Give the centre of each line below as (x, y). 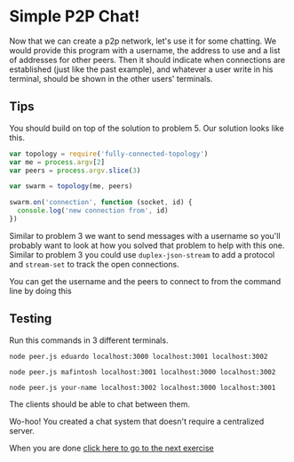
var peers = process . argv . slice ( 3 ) (75, 171)
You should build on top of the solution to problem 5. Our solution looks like (147, 128)
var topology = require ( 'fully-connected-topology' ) (109, 154)
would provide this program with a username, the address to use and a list (145, 50)
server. (22, 430)
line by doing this (41, 291)
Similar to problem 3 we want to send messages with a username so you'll (145, 235)
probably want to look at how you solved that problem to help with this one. (147, 245)
